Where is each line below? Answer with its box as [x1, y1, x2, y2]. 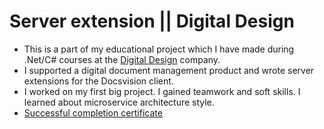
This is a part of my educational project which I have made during [23, 43, 295, 55]
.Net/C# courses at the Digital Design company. [23, 53, 221, 65]
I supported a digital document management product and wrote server [23, 64, 315, 76]
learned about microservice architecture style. [23, 96, 215, 108]
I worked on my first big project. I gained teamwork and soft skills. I [23, 85, 301, 97]
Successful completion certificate [23, 106, 163, 119]
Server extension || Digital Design [9, 10, 295, 33]
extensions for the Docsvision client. [23, 75, 174, 87]
